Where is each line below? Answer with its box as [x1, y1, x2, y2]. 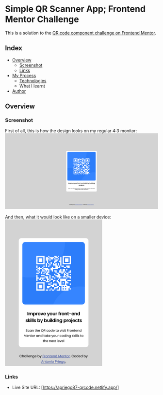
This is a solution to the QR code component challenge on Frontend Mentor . [5, 30, 156, 36]
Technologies [19, 78, 47, 83]
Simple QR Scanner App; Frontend [5, 3, 146, 15]
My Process [12, 72, 36, 79]
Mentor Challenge [5, 14, 79, 25]
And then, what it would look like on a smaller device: [5, 214, 112, 220]
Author [12, 88, 26, 94]
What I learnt [19, 83, 45, 89]
